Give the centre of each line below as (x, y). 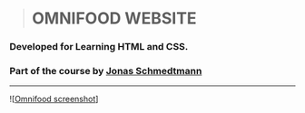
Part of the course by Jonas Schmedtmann (106, 71)
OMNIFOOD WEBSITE (114, 19)
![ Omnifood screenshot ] (54, 99)
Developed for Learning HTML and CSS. (99, 47)
